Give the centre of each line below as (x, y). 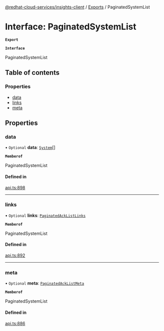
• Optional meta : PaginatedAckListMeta (45, 283)
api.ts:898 (15, 187)
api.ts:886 (15, 323)
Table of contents (32, 73)
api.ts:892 (15, 255)
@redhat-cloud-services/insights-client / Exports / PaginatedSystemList (78, 7)
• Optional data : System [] (30, 147)
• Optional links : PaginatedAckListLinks (45, 215)
